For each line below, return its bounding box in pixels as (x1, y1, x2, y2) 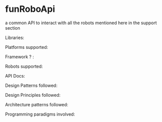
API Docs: (5, 73, 26, 79)
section (5, 25, 21, 31)
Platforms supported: (5, 44, 48, 50)
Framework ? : (5, 53, 34, 60)
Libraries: (5, 35, 25, 41)
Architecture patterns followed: (5, 101, 68, 107)
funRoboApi (5, 3, 55, 15)
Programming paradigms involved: (5, 111, 75, 117)
